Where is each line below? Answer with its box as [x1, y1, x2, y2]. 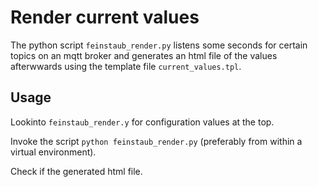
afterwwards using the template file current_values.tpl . [10, 60, 242, 72]
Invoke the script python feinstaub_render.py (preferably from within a [10, 135, 303, 147]
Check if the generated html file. [10, 165, 143, 177]
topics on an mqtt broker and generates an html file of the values [10, 49, 278, 61]
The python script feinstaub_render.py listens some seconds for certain [10, 39, 308, 51]
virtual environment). [10, 146, 97, 158]
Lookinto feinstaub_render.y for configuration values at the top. [10, 116, 275, 128]
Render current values [10, 6, 200, 29]
